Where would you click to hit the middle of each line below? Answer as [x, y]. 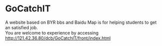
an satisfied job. [22, 27]
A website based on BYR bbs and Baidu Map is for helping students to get [81, 22]
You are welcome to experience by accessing [52, 33]
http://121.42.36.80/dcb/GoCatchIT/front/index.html [58, 38]
